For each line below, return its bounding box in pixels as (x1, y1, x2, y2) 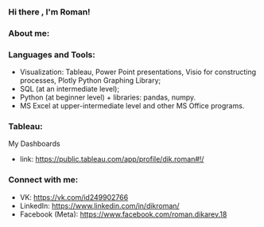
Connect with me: (8, 174, 79, 186)
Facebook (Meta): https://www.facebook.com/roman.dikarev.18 (19, 209, 227, 219)
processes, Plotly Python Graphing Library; (19, 76, 161, 85)
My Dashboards (8, 139, 61, 149)
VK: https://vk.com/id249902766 (19, 192, 129, 202)
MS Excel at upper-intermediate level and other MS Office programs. (19, 101, 245, 111)
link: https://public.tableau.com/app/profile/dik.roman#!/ (19, 155, 204, 164)
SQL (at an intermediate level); (19, 84, 120, 94)
